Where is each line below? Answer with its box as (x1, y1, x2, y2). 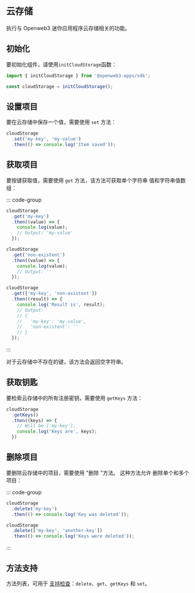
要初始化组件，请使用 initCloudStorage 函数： (6, 60, 117, 68)
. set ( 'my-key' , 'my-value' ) (11, 136, 82, 142)
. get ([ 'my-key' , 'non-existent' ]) (11, 291, 97, 297)
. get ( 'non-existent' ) (11, 252, 66, 258)
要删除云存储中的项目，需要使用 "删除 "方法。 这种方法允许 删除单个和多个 (6, 469, 190, 476)
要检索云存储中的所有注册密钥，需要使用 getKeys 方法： (6, 394, 143, 402)
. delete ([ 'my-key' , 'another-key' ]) (11, 528, 103, 534)
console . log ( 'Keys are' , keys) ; (17, 428, 97, 434)
